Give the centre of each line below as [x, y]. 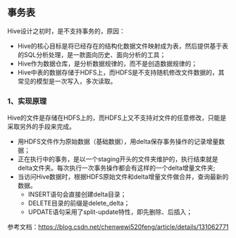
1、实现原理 [27, 101]
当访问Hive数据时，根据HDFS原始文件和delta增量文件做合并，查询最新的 [123, 177]
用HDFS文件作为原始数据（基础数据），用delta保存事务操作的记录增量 [118, 142]
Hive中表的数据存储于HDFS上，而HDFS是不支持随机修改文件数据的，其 [121, 72]
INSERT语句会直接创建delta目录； [77, 194]
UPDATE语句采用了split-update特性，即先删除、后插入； [110, 212]
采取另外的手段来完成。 [41, 127]
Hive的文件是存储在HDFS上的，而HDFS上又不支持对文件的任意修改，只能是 [117, 118]
